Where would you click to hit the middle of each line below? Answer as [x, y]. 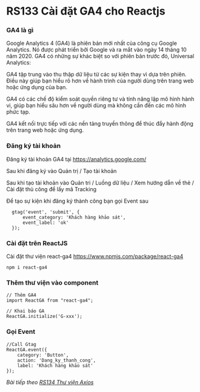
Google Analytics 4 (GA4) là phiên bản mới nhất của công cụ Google [92, 43]
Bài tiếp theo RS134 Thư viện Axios [50, 382]
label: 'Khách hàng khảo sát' [55, 365]
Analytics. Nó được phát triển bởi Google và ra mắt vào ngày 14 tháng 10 [96, 50]
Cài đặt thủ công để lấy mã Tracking [52, 189]
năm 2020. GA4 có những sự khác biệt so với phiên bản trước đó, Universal [100, 56]
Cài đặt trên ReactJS [37, 243]
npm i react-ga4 [27, 268]
